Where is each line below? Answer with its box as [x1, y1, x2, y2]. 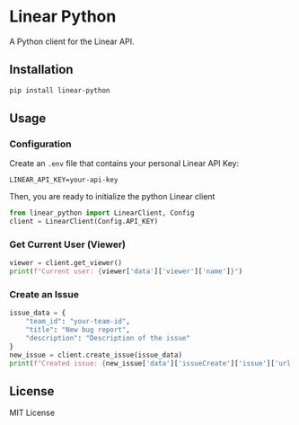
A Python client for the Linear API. [9, 36, 135, 47]
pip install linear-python [9, 85, 110, 95]
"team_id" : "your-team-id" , [25, 317, 130, 326]
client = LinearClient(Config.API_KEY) [9, 217, 159, 226]
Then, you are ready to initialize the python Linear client [9, 191, 215, 202]
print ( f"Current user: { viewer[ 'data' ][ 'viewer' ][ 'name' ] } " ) [9, 267, 243, 276]
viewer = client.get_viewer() [9, 259, 123, 268]
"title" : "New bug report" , [25, 325, 130, 334]
